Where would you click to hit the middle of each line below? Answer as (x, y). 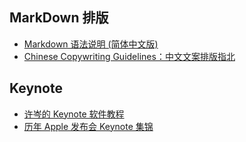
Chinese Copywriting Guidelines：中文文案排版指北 (129, 56)
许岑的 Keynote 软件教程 (74, 114)
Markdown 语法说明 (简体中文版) (91, 44)
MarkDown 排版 (59, 18)
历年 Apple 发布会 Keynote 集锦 (88, 126)
